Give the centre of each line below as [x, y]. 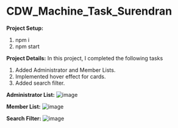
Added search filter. [40, 83]
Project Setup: [25, 28]
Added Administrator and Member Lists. [65, 70]
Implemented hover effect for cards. [60, 76]
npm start [27, 46]
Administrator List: [30, 94]
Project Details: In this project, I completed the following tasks [85, 58]
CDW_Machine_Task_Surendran [89, 11]
